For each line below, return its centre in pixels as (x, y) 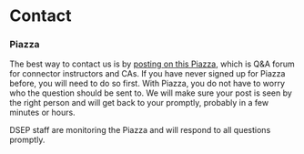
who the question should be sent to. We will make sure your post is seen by (151, 93)
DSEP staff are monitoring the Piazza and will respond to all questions (140, 130)
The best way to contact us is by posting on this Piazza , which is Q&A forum (152, 64)
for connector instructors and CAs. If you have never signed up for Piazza (147, 74)
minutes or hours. (42, 113)
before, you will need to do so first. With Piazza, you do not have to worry (147, 84)
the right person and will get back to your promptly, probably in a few (139, 103)
